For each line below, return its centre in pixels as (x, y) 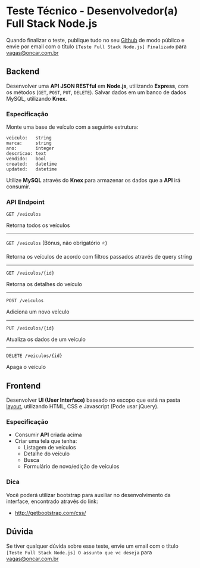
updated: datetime (32, 169)
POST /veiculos (25, 301)
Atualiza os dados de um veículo (46, 339)
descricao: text (26, 154)
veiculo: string (29, 138)
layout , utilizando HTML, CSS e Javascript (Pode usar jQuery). (82, 406)
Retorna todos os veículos (38, 225)
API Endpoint (25, 202)
